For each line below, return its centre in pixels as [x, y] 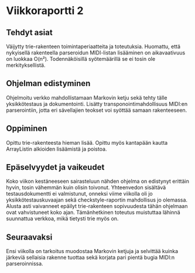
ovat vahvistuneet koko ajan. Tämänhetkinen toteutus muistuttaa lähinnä [93, 213]
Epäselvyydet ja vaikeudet [55, 167]
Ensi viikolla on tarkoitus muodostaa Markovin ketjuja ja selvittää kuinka [92, 251]
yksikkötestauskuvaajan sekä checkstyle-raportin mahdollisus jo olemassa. [97, 200]
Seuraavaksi [29, 237]
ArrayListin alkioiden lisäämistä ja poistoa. [57, 149]
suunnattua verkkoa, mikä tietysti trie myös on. [62, 219]
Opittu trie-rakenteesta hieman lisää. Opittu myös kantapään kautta [87, 142]
